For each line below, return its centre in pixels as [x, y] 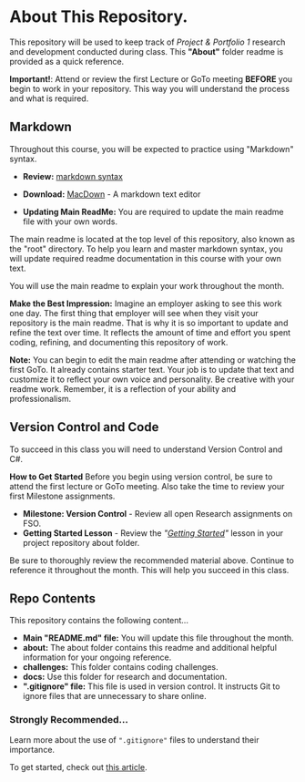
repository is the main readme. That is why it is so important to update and [149, 323]
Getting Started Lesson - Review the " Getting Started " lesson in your [153, 533]
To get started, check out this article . [78, 767]
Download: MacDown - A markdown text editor [112, 194]
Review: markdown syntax [72, 176]
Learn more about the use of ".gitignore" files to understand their [134, 739]
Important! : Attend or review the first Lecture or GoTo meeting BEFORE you [151, 78]
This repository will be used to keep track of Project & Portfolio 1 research [147, 42]
